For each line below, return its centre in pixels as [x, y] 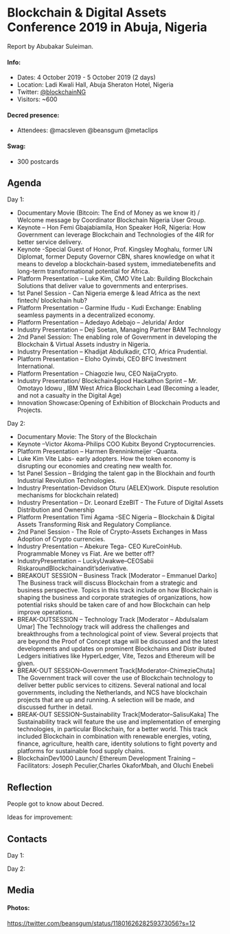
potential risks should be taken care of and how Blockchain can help [114, 605]
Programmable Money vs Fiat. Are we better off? [86, 554]
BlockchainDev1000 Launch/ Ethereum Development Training [104, 759]
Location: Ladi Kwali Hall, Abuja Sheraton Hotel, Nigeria [95, 85]
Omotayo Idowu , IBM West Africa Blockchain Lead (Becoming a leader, [118, 388]
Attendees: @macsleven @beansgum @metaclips [88, 130]
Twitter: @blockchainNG [51, 92]
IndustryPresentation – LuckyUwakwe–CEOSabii [85, 561]
